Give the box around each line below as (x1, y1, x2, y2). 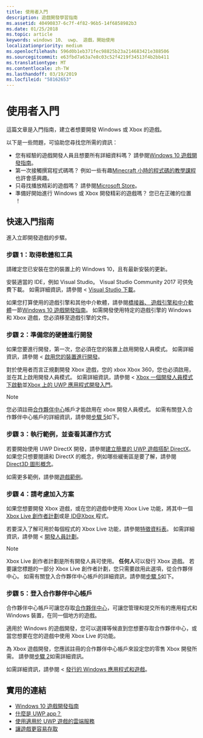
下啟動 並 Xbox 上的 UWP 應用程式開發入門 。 (6, 381, 116, 388)
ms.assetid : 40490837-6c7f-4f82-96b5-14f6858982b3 (6, 20, 137, 26)
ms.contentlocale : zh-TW (6, 65, 69, 72)
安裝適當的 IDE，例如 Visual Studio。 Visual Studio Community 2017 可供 (6, 279, 188, 286)
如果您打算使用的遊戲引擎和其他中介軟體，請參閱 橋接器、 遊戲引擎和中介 (6, 299, 188, 306)
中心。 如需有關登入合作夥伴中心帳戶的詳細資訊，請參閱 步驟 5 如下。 (6, 573, 178, 580)
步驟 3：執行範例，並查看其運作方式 (6, 430, 111, 439)
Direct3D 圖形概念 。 (6, 460, 56, 467)
